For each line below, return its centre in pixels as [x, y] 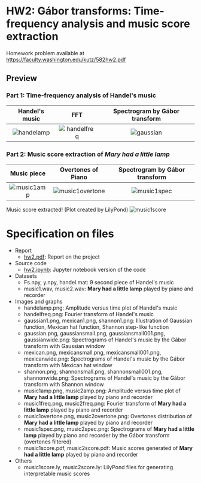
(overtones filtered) [48, 442]
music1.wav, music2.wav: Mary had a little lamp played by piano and [109, 289]
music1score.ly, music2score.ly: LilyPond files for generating [98, 467]
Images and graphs [39, 301]
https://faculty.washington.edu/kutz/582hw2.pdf [66, 59]
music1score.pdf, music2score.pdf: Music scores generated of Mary [108, 448]
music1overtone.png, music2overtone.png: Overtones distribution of [108, 416]
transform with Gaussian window [64, 346]
